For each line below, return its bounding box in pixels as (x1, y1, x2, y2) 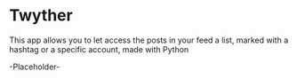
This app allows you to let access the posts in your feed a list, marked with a (9, 35, 289, 45)
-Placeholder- (9, 61, 60, 72)
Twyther (9, 5, 73, 26)
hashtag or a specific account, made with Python (9, 43, 189, 54)
